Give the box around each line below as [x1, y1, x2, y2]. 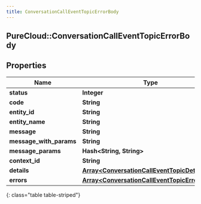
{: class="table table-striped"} [6, 191, 81, 198]
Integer [82, 88, 103, 96]
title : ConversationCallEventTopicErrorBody [6, 8, 119, 15]
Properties [6, 60, 47, 71]
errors [9, 176, 28, 184]
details [9, 166, 29, 174]
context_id [9, 156, 40, 165]
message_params [9, 147, 61, 155]
